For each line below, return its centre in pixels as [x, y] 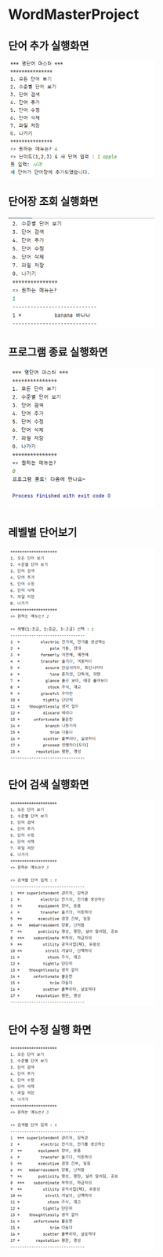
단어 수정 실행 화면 [50, 1030]
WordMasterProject [74, 15]
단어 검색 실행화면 [49, 785]
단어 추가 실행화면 [49, 45]
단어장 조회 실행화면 [53, 201]
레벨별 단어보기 [43, 532]
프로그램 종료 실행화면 [58, 352]
